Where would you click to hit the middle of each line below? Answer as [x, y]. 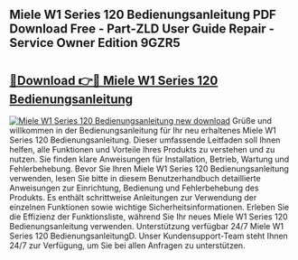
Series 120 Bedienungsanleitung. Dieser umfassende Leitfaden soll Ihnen [145, 140]
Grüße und [252, 121]
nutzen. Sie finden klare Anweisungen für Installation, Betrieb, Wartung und [149, 159]
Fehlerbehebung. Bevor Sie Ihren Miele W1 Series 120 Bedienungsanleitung [149, 169]
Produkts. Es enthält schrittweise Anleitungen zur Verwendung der [133, 197]
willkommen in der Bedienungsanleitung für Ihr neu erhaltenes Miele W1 [143, 130]
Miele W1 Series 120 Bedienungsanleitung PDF [143, 15]
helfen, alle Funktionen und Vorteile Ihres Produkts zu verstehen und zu [142, 149]
